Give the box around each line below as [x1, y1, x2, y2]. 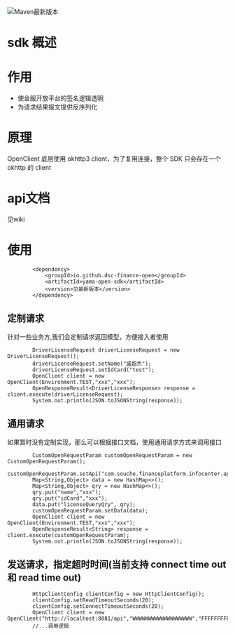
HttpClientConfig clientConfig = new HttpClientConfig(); [32, 590, 205, 598]
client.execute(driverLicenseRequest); [7, 390, 124, 398]
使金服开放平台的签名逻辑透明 [17, 94, 104, 102]
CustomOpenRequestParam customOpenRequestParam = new [32, 451, 192, 459]
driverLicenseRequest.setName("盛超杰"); [32, 360, 152, 367]
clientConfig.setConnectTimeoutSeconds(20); [32, 603, 164, 610]
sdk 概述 [7, 35, 57, 51]
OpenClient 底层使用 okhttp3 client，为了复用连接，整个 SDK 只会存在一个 [7, 154, 222, 163]
